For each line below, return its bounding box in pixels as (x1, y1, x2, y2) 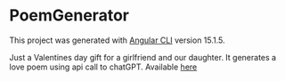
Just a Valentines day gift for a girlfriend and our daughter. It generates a (9, 52, 277, 62)
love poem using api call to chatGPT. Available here (9, 61, 198, 72)
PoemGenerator (9, 5, 129, 26)
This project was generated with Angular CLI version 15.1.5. (9, 35, 225, 45)
